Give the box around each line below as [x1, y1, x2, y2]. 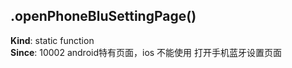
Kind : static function [10, 34, 95, 46]
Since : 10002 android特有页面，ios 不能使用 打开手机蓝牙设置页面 [10, 46, 283, 58]
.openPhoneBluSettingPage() [10, 8, 197, 25]
